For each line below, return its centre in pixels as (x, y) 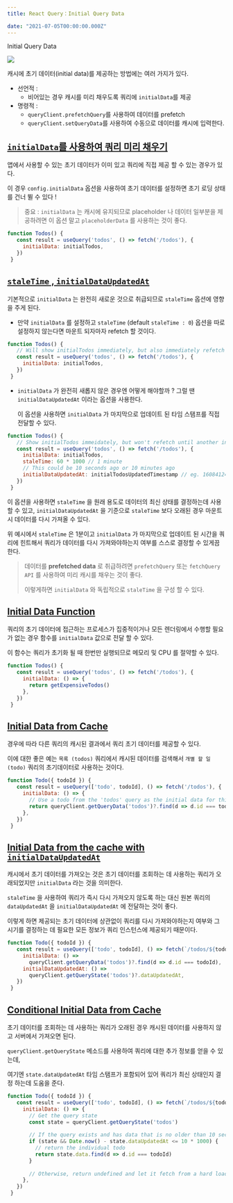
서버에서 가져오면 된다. (45, 1036)
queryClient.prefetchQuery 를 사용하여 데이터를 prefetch (106, 114)
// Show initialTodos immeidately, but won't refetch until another (117, 442)
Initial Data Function (51, 612)
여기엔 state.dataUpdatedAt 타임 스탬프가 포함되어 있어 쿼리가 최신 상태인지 (111, 1074)
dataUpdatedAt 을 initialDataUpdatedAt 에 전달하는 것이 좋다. (93, 906)
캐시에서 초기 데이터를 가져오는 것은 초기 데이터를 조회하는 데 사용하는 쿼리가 (111, 874)
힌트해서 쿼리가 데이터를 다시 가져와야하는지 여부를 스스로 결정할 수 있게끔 (120, 542)
